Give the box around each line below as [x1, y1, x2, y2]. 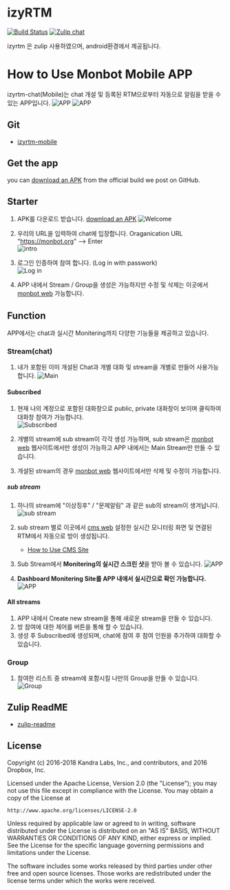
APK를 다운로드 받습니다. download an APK [17, 215, 137, 223]
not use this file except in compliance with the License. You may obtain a [7, 786, 213, 794]
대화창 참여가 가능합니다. [17, 412, 84, 421]
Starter [7, 195, 39, 208]
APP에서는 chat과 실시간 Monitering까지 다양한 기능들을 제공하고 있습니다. [7, 329, 209, 337]
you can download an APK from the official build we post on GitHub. [7, 176, 200, 184]
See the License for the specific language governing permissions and [7, 841, 205, 849]
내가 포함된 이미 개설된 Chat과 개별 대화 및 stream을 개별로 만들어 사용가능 [17, 363, 219, 372]
